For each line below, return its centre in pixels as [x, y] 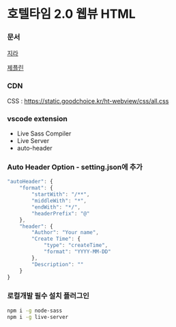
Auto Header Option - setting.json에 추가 [75, 167]
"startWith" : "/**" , [61, 195]
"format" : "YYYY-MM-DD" [77, 252]
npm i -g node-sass [35, 311]
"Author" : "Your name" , [65, 233]
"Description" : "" [58, 264]
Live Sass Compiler [44, 133]
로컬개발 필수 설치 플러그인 [48, 296]
